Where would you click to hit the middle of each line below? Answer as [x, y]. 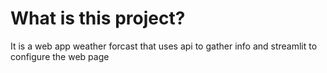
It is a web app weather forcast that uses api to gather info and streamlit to [164, 46]
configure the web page [60, 56]
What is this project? [98, 18]
